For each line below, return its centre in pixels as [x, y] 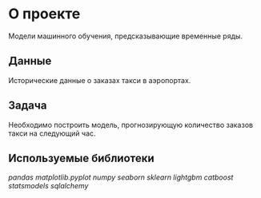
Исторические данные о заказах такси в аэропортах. [100, 80]
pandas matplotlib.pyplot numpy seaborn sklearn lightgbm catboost [121, 177]
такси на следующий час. [52, 133]
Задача [28, 106]
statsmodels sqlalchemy [48, 186]
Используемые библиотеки [81, 158]
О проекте [44, 14]
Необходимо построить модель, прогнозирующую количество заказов [131, 125]
